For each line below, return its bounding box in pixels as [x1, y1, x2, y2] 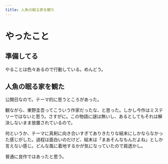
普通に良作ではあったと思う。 [5, 153, 67, 159]
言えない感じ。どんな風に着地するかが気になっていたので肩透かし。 [5, 143, 146, 149]
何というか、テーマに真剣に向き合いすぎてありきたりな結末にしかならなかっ [5, 130, 163, 136]
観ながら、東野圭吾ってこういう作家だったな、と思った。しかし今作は [5, 107, 150, 113]
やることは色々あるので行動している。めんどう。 [5, 66, 106, 72]
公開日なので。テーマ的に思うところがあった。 [5, 96, 102, 103]
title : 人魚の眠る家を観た [5, 7, 55, 13]
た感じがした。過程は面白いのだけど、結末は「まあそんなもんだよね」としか [5, 136, 163, 143]
